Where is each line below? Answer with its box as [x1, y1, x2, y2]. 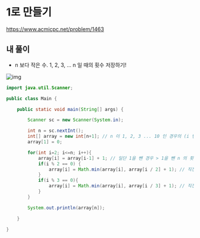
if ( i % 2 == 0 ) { [37, 160, 82, 167]
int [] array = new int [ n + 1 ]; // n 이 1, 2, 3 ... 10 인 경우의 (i [27, 134, 189, 140]
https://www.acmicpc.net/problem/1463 [6, 25, 104, 33]
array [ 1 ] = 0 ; [27, 139, 62, 145]
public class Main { [6, 95, 58, 101]
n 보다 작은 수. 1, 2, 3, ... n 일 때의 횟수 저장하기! [14, 61, 127, 69]
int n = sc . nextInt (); [27, 128, 84, 134]
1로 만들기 [6, 5, 52, 19]
